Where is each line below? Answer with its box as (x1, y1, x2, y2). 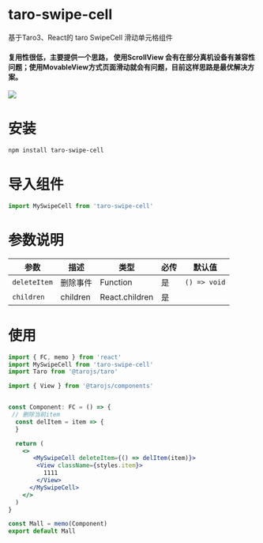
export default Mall (8, 527, 77, 535)
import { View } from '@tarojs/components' (8, 382, 154, 390)
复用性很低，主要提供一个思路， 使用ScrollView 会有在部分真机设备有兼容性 (8, 52, 255, 62)
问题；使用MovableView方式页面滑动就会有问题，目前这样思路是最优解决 (8, 62, 248, 72)
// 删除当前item (11, 411, 61, 419)
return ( (15, 439, 44, 447)
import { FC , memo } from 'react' (8, 353, 122, 361)
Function (100, 277, 133, 288)
